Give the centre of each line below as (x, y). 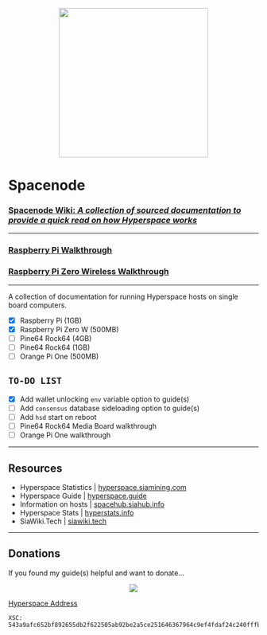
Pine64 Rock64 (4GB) (56, 338)
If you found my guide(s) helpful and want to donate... (97, 573)
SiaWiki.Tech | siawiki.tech (63, 521)
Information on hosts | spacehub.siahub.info (92, 504)
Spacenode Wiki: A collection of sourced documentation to (125, 210)
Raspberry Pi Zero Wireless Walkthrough (89, 272)
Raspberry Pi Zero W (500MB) (69, 329)
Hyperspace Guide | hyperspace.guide (83, 496)
